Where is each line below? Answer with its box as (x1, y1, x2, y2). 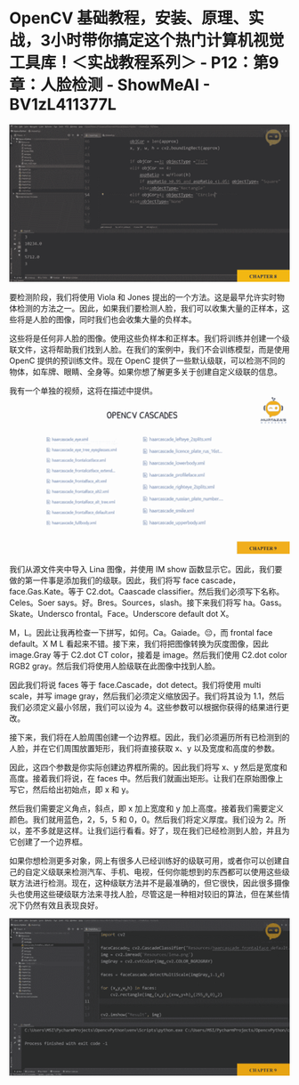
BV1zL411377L (9, 94, 117, 115)
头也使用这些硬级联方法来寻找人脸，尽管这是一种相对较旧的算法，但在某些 (9, 888, 282, 899)
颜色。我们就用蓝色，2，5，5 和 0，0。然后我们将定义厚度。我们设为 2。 (9, 814, 279, 824)
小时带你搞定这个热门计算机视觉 (50, 30, 285, 51)
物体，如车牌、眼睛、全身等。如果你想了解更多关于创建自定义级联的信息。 (9, 367, 282, 377)
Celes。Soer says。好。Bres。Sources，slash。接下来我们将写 (9, 597, 242, 608)
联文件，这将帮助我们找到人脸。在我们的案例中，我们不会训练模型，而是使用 (9, 344, 290, 355)
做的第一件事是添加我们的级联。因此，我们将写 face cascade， (9, 575, 240, 586)
